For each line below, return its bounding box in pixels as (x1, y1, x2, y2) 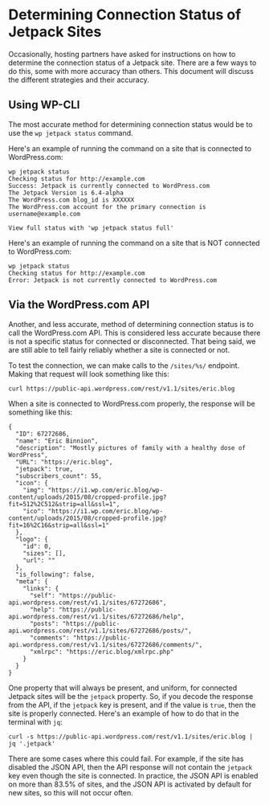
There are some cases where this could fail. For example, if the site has (8, 754, 244, 763)
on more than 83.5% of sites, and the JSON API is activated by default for (8, 779, 252, 789)
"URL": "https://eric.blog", (15, 458, 113, 466)
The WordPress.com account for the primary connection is (8, 202, 206, 210)
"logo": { (15, 535, 48, 543)
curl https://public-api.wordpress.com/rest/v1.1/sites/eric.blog (8, 384, 235, 393)
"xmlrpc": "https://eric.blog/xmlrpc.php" (29, 648, 174, 656)
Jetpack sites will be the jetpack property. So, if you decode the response (8, 691, 254, 701)
